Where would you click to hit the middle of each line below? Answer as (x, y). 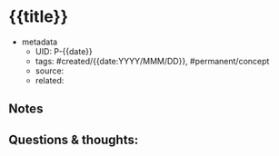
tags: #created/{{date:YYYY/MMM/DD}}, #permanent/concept (152, 61)
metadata (40, 42)
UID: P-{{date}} (64, 51)
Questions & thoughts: (74, 139)
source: (50, 71)
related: (50, 80)
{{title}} (39, 17)
